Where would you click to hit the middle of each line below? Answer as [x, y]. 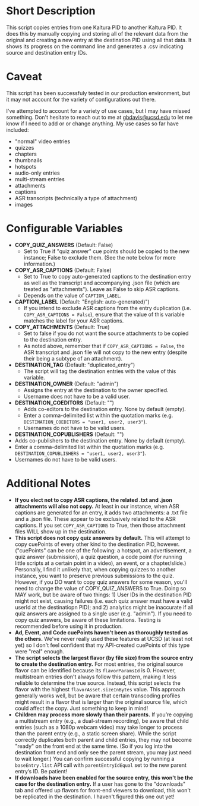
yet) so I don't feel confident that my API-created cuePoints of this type [102, 645]
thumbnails [29, 160]
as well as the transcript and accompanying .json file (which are [102, 283]
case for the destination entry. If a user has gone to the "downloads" [100, 784]
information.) [39, 264]
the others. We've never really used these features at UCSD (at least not [104, 639]
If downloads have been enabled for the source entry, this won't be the [104, 777]
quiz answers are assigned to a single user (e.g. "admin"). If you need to [103, 614]
